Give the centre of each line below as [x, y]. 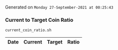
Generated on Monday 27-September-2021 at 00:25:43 [59, 7]
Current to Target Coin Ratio [39, 20]
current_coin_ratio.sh [28, 30]
